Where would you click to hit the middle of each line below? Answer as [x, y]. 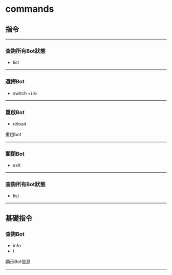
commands [30, 9]
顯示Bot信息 [18, 262]
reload [19, 123]
